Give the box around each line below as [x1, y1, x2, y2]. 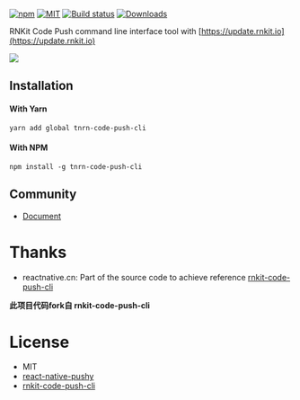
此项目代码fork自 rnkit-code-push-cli [9, 299, 151, 310]
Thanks [9, 242, 67, 262]
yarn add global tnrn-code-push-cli [9, 123, 146, 132]
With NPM [9, 142, 49, 153]
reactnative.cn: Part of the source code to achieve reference [22, 271, 246, 282]
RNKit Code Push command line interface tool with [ [9, 26, 202, 36]
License [9, 332, 70, 352]
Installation [9, 78, 74, 93]
